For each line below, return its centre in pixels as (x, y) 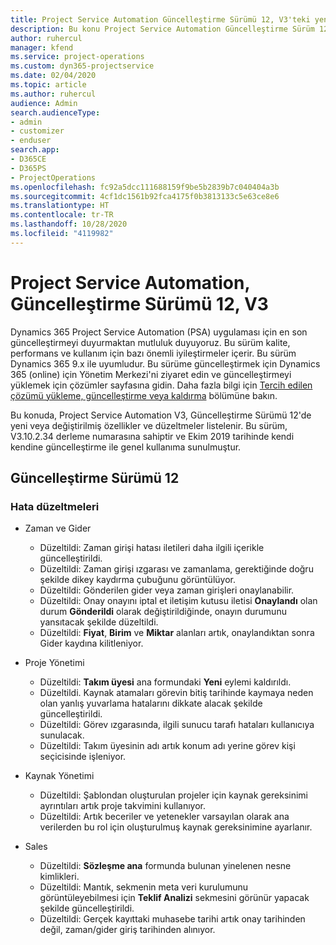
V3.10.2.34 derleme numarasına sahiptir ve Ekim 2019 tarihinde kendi (152, 436)
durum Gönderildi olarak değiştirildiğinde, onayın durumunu (163, 612)
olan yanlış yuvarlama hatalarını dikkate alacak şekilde (151, 703)
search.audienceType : (55, 112)
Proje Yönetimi (54, 663)
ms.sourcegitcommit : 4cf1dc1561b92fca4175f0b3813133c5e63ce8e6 (145, 196)
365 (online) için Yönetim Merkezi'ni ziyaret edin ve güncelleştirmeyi (151, 374)
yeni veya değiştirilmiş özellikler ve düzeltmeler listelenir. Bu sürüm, (149, 425)
